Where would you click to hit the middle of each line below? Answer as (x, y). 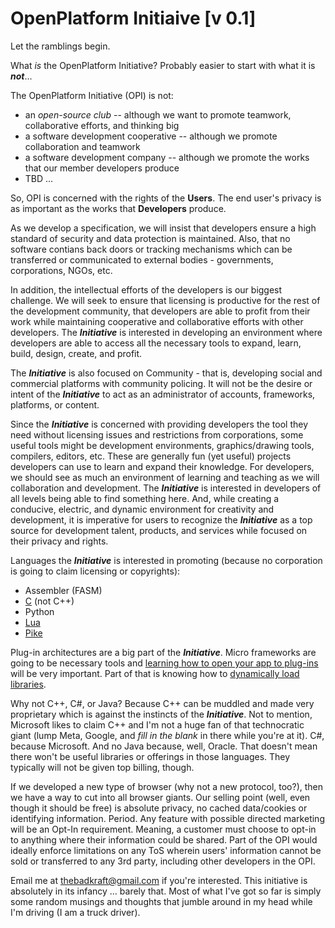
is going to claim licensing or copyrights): (95, 571)
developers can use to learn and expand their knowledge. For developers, (162, 466)
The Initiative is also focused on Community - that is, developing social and (166, 373)
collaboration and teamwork (82, 146)
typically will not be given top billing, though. (102, 767)
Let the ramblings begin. (60, 46)
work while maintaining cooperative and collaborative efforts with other (157, 321)
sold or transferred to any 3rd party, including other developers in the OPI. (163, 861)
